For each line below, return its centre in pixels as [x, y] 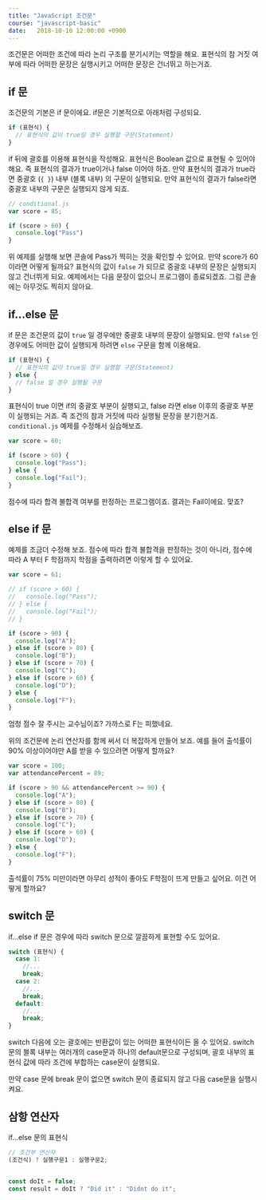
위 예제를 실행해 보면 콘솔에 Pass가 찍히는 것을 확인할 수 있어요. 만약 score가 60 [133, 257]
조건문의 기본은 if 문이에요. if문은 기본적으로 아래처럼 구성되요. [105, 113]
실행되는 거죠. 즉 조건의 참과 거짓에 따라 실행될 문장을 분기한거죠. [117, 416]
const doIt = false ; [43, 1181]
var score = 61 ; [35, 575]
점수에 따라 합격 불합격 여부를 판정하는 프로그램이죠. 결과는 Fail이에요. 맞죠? [126, 501]
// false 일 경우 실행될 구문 [59, 382]
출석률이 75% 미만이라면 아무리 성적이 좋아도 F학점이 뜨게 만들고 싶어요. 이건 [128, 878]
